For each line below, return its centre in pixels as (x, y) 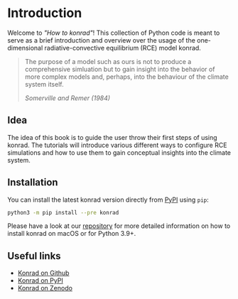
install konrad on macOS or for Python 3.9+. (72, 234)
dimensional (25, 48)
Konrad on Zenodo (45, 288)
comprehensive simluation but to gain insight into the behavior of (120, 69)
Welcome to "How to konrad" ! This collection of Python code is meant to (114, 33)
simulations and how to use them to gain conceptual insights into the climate (119, 152)
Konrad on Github (43, 273)
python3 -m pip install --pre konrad (63, 212)
